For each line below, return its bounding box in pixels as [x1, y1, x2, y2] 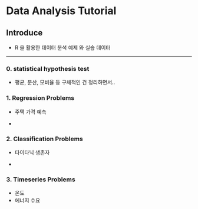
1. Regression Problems [6, 94, 75, 102]
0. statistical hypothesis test [6, 64, 90, 73]
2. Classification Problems [6, 135, 84, 143]
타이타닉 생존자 [14, 149, 50, 156]
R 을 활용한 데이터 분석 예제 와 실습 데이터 [14, 44, 111, 51]
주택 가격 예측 [14, 108, 47, 115]
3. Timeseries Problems [6, 175, 75, 184]
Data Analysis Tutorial [6, 4, 117, 18]
